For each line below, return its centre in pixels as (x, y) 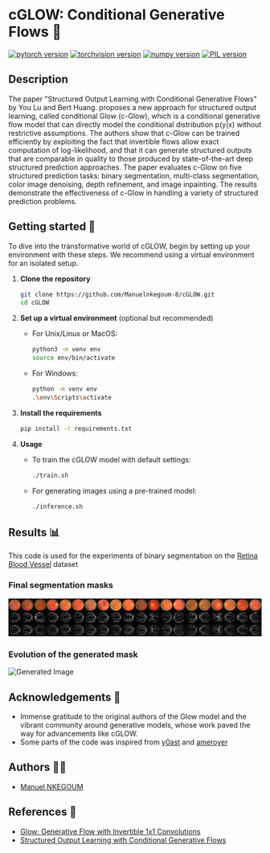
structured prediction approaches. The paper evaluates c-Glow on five (125, 167)
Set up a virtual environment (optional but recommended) (117, 318)
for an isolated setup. (43, 263)
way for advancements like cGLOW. (79, 733)
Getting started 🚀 (52, 227)
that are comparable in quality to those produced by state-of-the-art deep (131, 158)
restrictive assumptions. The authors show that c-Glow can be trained (124, 133)
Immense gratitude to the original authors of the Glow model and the (133, 716)
